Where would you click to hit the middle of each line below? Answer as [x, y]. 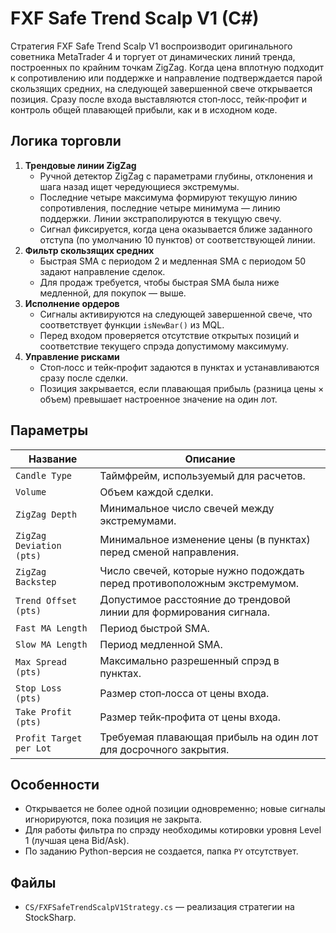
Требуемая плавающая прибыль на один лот [209, 737]
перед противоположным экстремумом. [199, 583]
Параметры [49, 430]
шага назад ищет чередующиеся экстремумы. [139, 186]
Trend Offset [46, 600]
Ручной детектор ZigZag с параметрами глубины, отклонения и [176, 176]
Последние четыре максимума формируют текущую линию [168, 197]
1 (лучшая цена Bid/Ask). [77, 841]
